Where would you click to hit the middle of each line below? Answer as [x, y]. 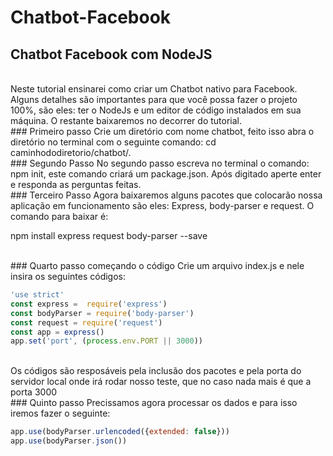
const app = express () [57, 332]
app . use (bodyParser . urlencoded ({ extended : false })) [120, 432]
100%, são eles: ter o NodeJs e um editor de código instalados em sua [156, 110]
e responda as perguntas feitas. [76, 184]
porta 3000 [34, 392]
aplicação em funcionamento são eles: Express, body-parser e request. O [162, 205]
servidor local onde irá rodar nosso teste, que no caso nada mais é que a [161, 382]
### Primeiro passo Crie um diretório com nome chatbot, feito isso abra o [162, 131]
